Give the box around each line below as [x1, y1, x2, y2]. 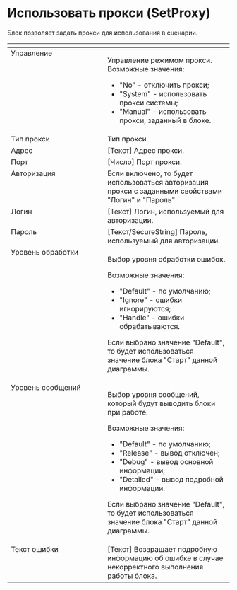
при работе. [107, 407, 148, 417]
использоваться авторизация [107, 177, 209, 187]
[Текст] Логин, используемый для [107, 207, 224, 216]
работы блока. [107, 571, 157, 581]
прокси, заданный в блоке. [119, 115, 212, 125]
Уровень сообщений [11, 382, 81, 392]
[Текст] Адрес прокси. [107, 145, 185, 155]
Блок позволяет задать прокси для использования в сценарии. [7, 28, 198, 37]
